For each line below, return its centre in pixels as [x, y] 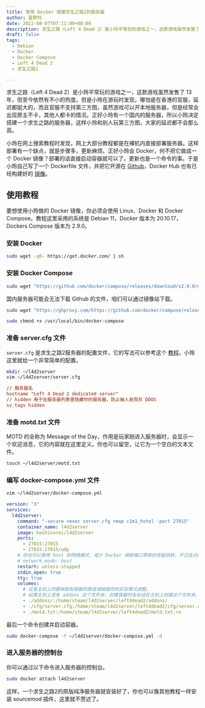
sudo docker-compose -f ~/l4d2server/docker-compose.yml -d [85, 636]
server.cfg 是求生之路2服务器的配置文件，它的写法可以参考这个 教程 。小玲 [101, 352]
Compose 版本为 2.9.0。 [59, 226]
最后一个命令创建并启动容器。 [44, 624]
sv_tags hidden [26, 405]
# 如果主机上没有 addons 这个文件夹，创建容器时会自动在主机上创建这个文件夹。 [111, 595]
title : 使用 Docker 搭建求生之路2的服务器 [56, 12]
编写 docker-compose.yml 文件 [53, 480]
